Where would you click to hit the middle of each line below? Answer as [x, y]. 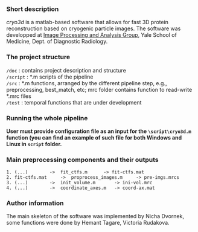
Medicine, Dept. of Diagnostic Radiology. [57, 42]
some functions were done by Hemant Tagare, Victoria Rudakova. [88, 223]
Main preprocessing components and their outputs [82, 159]
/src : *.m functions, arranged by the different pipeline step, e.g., [87, 83]
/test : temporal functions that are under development [74, 102]
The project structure [38, 57]
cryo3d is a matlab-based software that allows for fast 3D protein [88, 22]
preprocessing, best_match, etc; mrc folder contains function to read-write [99, 89]
